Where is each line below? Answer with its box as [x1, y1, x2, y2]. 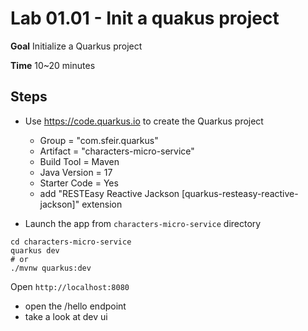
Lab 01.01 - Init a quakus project [10, 7, 280, 30]
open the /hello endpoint [24, 300, 127, 312]
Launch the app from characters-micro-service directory [24, 217, 262, 229]
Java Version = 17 [39, 166, 113, 178]
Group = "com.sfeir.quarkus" [39, 134, 159, 146]
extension [81, 198, 123, 210]
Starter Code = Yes [39, 177, 119, 189]
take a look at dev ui [24, 310, 108, 322]
